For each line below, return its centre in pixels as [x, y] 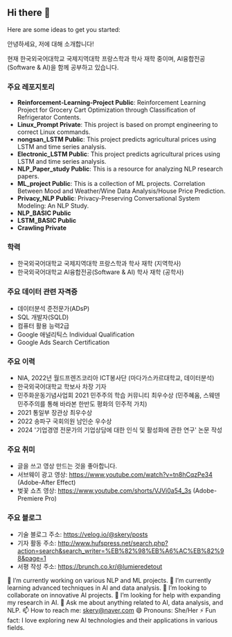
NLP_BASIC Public [44, 213]
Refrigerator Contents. [49, 117]
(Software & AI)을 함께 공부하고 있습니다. [63, 67]
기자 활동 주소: [37, 543]
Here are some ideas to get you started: [64, 29]
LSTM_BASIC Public [47, 221]
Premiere [30, 499]
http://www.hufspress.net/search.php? [113, 543]
